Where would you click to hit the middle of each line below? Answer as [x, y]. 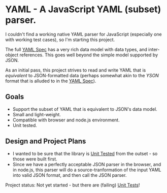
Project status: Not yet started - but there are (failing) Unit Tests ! [73, 185]
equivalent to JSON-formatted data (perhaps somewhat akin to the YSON [82, 75]
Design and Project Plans [46, 141]
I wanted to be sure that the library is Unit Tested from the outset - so [85, 153]
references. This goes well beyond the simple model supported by [89, 55]
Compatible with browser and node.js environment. [66, 120]
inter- [154, 49]
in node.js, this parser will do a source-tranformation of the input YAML [87, 170]
